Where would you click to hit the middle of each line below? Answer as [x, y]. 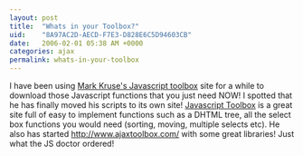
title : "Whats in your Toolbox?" [75, 26]
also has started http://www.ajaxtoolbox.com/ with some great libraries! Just [152, 134]
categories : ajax [42, 52]
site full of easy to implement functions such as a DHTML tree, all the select [150, 115]
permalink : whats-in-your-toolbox [75, 60]
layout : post [34, 18]
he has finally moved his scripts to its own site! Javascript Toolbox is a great [151, 105]
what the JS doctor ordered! [62, 143]
